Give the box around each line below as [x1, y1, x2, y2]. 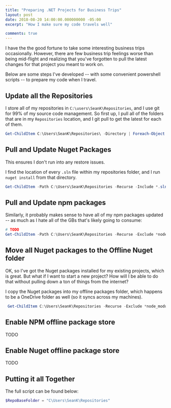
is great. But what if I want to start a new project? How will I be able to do [5, 273, 159, 279]
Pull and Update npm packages [5, 198, 106, 207]
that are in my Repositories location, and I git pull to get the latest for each [5, 116, 161, 122]
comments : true [5, 31, 38, 36]
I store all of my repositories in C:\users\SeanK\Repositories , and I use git [5, 105, 160, 111]
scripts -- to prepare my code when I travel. [5, 77, 97, 83]
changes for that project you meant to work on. [5, 61, 104, 67]
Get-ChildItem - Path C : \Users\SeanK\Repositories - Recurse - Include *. [5, 184, 160, 189]
